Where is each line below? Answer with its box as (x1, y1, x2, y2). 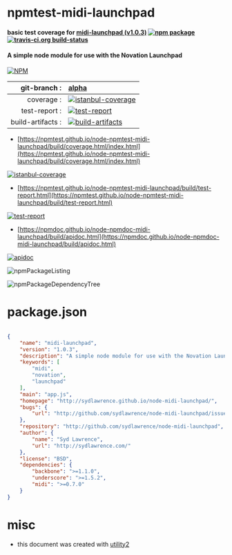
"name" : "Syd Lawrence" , (32, 435, 104, 443)
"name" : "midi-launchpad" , (19, 339, 97, 346)
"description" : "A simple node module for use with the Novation (19, 352, 212, 359)
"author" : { (19, 430, 54, 437)
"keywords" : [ (19, 359, 60, 366)
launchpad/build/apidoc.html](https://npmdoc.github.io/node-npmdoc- (17, 232, 220, 241)
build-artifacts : (10, 117, 62, 126)
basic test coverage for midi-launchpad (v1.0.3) (7, 28, 147, 36)
